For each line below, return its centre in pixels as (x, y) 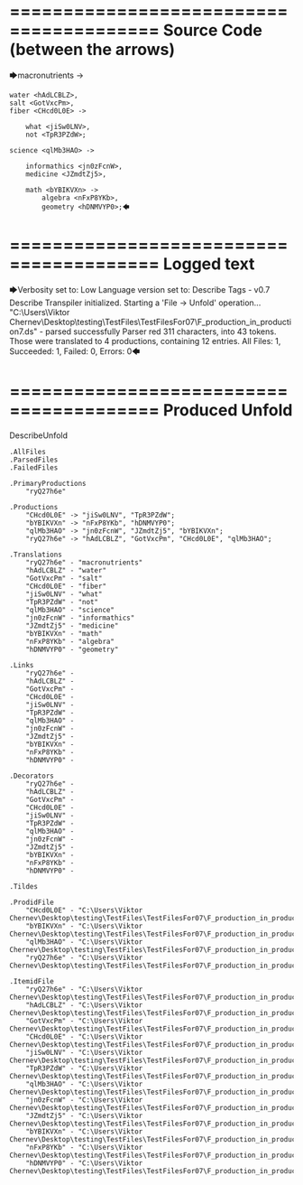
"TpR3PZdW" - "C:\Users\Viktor (84, 1068)
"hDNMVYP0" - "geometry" (72, 649)
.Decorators (32, 776)
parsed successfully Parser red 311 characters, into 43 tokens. (161, 331)
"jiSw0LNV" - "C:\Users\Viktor (84, 1052)
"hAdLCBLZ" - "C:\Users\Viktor (84, 1005)
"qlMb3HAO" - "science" (70, 610)
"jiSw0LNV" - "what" (64, 594)
